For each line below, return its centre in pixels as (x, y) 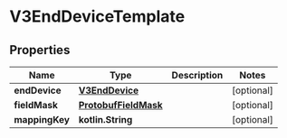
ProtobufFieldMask (120, 105)
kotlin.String (105, 120)
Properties (40, 50)
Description (197, 75)
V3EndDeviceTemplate (97, 17)
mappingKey (42, 120)
